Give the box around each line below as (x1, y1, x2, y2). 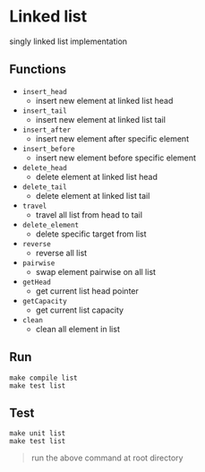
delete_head (21, 163, 67, 172)
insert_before (21, 144, 75, 153)
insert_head (21, 87, 67, 96)
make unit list (9, 429, 66, 438)
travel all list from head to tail (35, 209, 143, 220)
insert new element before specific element (35, 152, 197, 163)
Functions (9, 62, 67, 77)
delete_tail (21, 182, 67, 192)
